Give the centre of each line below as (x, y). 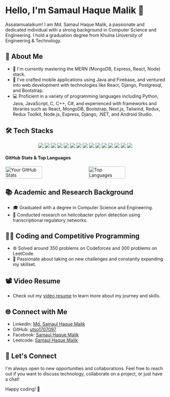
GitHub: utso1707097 (35, 329)
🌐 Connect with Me (36, 312)
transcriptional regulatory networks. (50, 220)
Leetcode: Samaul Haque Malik (45, 340)
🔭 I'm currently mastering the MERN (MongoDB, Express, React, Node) (87, 69)
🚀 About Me (24, 57)
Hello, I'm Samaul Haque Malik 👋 (75, 10)
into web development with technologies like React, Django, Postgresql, (87, 85)
